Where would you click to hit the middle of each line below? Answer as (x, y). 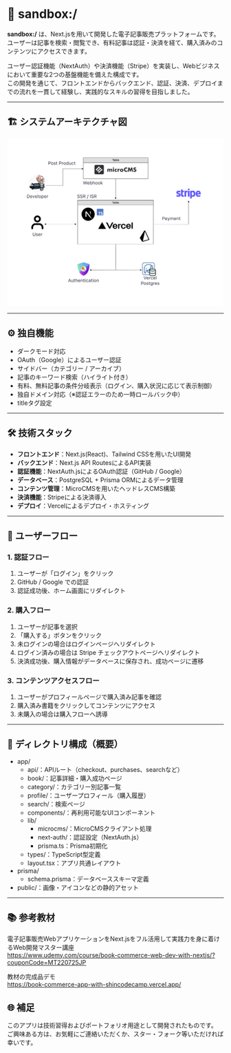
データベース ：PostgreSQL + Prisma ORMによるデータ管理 (100, 480)
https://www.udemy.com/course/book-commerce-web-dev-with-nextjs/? (111, 955)
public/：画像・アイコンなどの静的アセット (78, 887)
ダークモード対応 (41, 351)
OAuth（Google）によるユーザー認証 (69, 359)
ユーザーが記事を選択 (47, 627)
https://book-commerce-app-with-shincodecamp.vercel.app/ (94, 984)
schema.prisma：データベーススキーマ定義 (88, 879)
